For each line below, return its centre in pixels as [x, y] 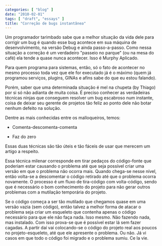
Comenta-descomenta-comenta [44, 127]
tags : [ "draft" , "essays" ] [35, 19]
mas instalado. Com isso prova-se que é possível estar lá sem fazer [73, 222]
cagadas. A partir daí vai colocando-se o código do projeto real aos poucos [81, 228]
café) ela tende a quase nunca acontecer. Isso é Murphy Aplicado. [72, 58]
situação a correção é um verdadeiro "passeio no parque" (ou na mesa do [80, 53]
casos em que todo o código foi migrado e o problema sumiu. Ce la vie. [77, 238]
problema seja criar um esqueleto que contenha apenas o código [71, 212]
